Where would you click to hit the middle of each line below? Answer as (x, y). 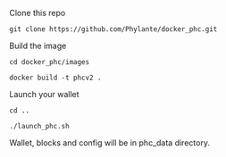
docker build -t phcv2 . (55, 78)
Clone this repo (38, 13)
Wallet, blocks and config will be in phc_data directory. (109, 143)
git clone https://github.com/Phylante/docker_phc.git (113, 29)
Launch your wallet (44, 94)
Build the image (38, 45)
